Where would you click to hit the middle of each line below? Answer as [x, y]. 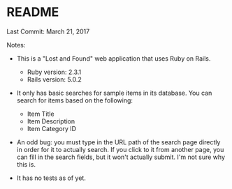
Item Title [41, 114]
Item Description [51, 121]
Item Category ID [52, 128]
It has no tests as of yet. [51, 178]
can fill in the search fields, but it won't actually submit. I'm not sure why [121, 157]
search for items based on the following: [75, 100]
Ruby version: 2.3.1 [54, 72]
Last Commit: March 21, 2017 [48, 31]
